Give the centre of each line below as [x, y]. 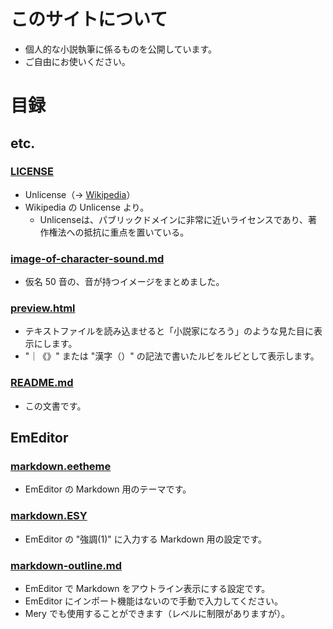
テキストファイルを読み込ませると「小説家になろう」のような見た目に [169, 331]
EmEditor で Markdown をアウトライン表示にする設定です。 [147, 588]
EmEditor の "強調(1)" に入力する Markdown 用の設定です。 [146, 539]
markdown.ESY [49, 516]
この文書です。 [55, 406]
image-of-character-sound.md [87, 258]
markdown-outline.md [66, 565]
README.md [42, 383]
